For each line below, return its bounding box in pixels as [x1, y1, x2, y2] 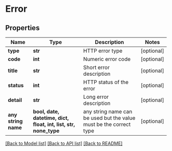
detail [8, 97, 22, 103]
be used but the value [83, 115, 136, 121]
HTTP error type [83, 47, 123, 54]
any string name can [83, 108, 133, 115]
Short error [83, 64, 110, 71]
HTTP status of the [83, 79, 129, 85]
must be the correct [83, 121, 131, 128]
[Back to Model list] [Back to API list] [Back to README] [5, 140, 123, 146]
